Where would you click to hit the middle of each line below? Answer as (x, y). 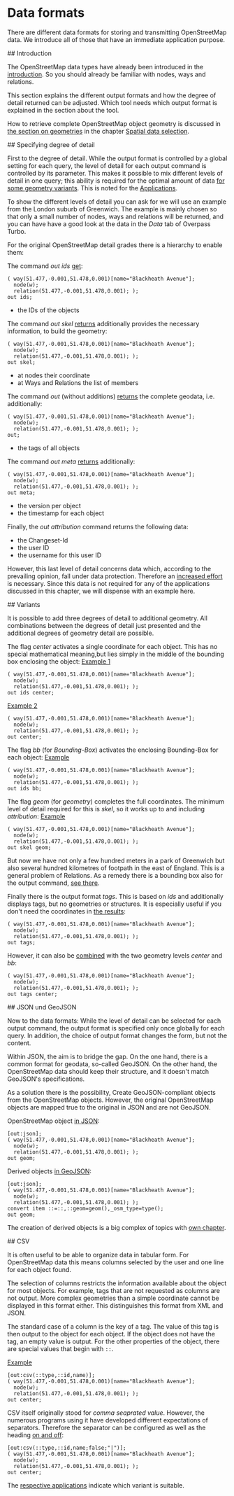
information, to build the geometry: (57, 331)
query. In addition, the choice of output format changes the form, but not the (117, 1035)
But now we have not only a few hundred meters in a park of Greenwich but (116, 860)
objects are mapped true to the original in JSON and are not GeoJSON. (109, 1107)
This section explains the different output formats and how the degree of (112, 95)
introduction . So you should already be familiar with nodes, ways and (107, 74)
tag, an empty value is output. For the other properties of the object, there (114, 1341)
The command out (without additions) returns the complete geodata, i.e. (111, 396)
